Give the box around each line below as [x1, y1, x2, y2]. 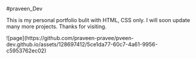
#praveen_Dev [6, 5, 43, 12]
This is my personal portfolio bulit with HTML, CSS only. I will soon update [6, 17, 191, 23]
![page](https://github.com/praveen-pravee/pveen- [6, 35, 134, 41]
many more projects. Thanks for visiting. [6, 23, 107, 30]
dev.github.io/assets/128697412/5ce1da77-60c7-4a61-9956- [6, 41, 158, 48]
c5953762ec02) [6, 47, 47, 54]
